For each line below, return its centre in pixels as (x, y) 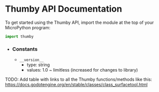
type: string (38, 65)
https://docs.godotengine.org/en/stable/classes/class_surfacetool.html (76, 85)
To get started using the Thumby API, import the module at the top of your (79, 22)
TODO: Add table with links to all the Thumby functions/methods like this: (79, 79)
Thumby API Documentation (64, 9)
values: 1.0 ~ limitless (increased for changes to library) (82, 70)
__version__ (31, 60)
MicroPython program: (28, 27)
